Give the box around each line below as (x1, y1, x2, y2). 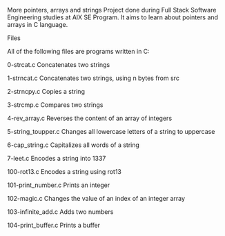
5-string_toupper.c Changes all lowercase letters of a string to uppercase (7, 128, 215, 135)
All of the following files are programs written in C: (7, 48, 150, 55)
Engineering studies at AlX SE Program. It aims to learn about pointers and (7, 13, 219, 21)
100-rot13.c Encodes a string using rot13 (7, 168, 122, 175)
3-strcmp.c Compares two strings (7, 101, 104, 109)
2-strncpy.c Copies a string (7, 88, 85, 95)
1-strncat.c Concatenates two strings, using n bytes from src (7, 74, 179, 82)
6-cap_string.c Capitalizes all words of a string (7, 141, 140, 149)
